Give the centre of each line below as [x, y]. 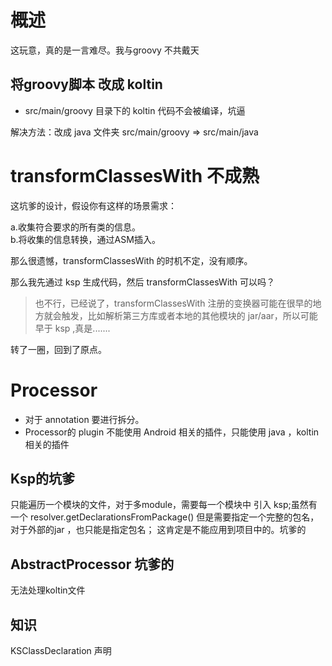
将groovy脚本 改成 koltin [86, 84]
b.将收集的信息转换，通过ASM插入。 [85, 239]
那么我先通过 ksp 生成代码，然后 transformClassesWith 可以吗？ [143, 282]
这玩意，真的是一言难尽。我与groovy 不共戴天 [105, 50]
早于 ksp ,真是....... [72, 328]
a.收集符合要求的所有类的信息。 [75, 227]
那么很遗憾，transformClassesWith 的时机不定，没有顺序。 [131, 260]
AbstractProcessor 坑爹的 [92, 564]
